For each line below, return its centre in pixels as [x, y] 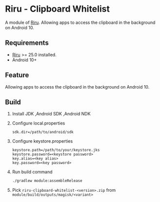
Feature [17, 75]
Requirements [27, 43]
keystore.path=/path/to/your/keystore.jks [56, 150]
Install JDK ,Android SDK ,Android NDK [51, 114]
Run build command [32, 172]
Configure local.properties [39, 123]
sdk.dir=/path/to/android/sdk [43, 132]
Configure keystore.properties [42, 141]
